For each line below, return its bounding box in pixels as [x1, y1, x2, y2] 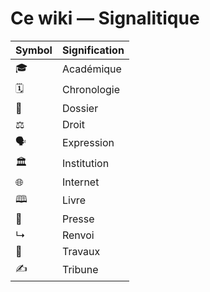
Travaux [61, 244, 101, 258]
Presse [61, 212, 95, 226]
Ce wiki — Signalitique [10, 7, 200, 30]
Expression [61, 136, 115, 150]
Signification [61, 43, 125, 57]
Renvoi [61, 228, 95, 242]
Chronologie [61, 83, 120, 97]
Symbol [15, 43, 53, 57]
